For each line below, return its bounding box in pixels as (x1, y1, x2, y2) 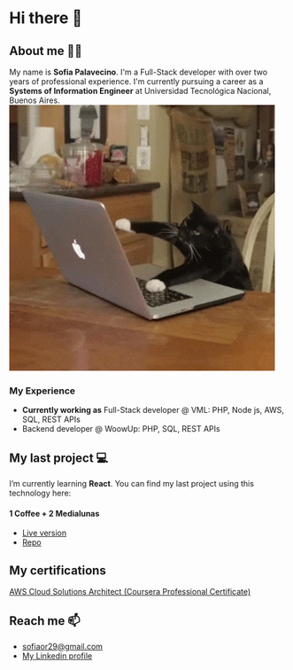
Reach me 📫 (9, 613, 81, 628)
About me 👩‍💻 (9, 43, 82, 58)
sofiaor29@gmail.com (21, 641, 104, 651)
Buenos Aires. (9, 95, 60, 105)
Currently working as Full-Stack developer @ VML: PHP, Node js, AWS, (21, 405, 285, 416)
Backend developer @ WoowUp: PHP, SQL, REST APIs (21, 424, 220, 434)
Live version (21, 527, 67, 539)
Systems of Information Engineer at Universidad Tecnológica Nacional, (9, 86, 272, 96)
